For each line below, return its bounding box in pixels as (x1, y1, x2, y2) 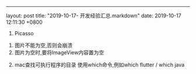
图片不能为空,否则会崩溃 (14, 42, 73, 49)
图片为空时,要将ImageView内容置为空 (14, 49, 104, 55)
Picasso (14, 30, 34, 36)
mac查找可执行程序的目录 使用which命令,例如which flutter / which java (14, 61, 185, 68)
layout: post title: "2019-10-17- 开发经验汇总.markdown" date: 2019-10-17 (6, 12, 182, 19)
